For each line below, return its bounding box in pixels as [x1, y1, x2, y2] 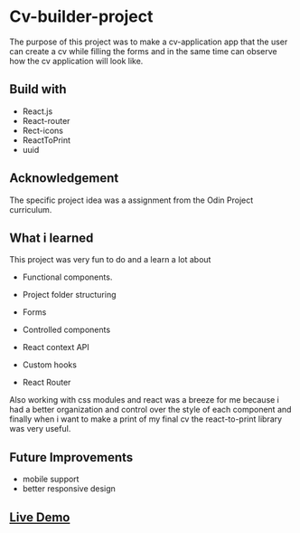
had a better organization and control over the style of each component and [9, 405, 292, 415]
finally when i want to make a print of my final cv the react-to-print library [9, 414, 283, 424]
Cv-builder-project [9, 6, 154, 27]
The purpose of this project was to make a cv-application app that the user [9, 36, 288, 47]
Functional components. [22, 271, 113, 282]
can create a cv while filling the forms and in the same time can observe [9, 45, 277, 56]
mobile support [22, 473, 80, 485]
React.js [22, 106, 53, 117]
